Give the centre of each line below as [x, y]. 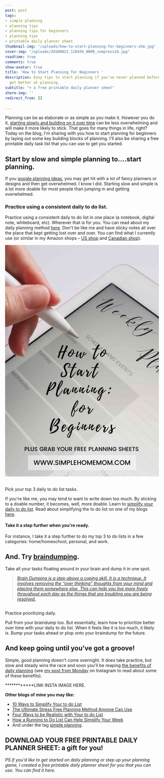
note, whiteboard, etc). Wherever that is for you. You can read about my [77, 223]
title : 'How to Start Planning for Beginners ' [54, 72]
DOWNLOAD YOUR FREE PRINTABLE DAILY [72, 741]
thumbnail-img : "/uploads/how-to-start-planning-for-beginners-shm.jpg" [81, 46]
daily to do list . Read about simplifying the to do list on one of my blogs [76, 509]
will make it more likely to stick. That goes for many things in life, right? [76, 128]
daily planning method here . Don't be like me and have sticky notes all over [81, 228]
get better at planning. [35, 83]
